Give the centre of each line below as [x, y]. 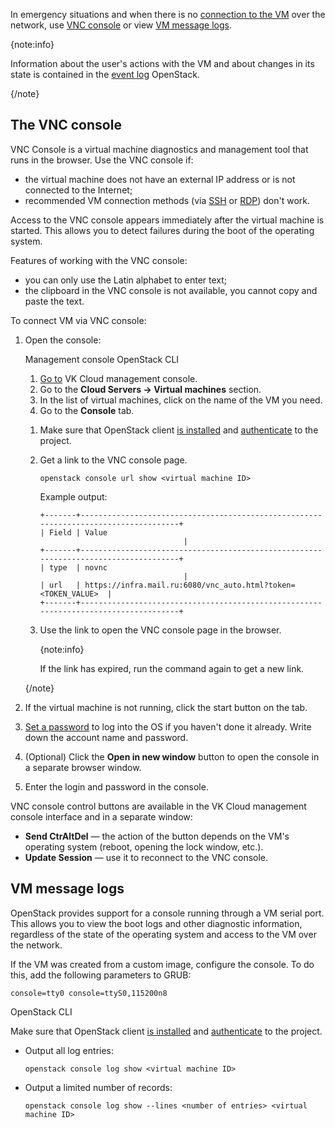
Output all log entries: [69, 1050]
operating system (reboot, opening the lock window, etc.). [144, 846]
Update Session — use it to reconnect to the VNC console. [146, 857]
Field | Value [78, 532]
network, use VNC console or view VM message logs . [121, 25]
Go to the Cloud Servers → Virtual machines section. [150, 389]
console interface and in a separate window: [101, 816]
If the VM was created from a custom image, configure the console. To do [162, 964]
